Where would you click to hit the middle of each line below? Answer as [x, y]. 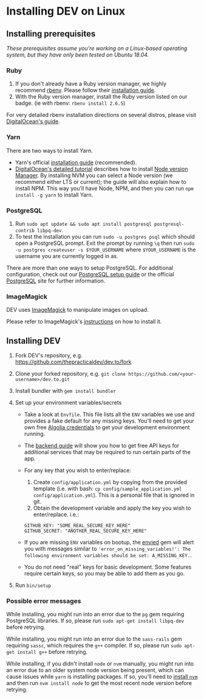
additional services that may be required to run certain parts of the [107, 452]
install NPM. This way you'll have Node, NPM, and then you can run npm [104, 188]
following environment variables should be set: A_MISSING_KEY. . [108, 555]
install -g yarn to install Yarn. [54, 195]
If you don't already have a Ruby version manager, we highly [91, 84]
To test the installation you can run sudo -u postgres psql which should [105, 236]
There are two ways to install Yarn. [49, 150]
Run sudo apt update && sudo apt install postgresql [83, 223]
